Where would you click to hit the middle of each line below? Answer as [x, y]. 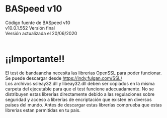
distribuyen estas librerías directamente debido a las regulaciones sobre [80, 94]
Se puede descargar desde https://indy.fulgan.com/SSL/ [64, 78]
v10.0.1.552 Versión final [30, 28]
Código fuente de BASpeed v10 [38, 23]
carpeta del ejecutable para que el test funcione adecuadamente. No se [80, 89]
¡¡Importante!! [35, 59]
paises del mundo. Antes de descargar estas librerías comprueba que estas [83, 105]
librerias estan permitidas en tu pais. [43, 110]
